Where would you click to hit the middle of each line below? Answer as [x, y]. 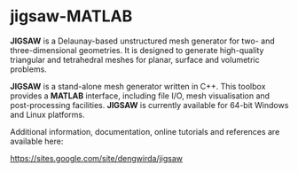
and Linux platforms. [47, 114]
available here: [37, 141]
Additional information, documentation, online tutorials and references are [145, 131]
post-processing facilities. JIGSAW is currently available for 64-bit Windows [149, 105]
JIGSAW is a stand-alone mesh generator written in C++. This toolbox [138, 86]
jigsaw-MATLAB [71, 16]
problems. [28, 69]
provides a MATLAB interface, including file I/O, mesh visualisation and [140, 96]
